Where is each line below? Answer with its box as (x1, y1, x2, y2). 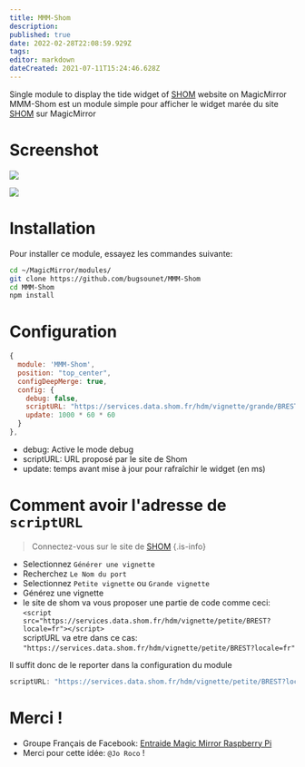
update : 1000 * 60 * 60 (25, 410, 116, 420)
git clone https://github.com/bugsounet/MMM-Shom (9, 274, 202, 283)
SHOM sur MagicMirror (9, 108, 97, 119)
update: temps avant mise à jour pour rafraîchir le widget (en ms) (22, 463, 266, 474)
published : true (9, 30, 71, 39)
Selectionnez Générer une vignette (22, 558, 156, 569)
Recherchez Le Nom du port (22, 568, 127, 579)
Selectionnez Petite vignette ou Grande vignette (22, 577, 211, 588)
